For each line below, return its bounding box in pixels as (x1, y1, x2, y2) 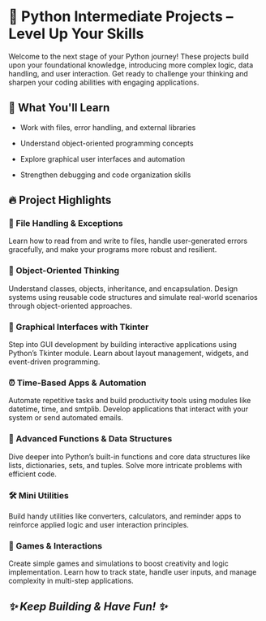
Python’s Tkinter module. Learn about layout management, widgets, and (8, 349, 249, 358)
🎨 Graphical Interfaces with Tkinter (8, 321, 149, 332)
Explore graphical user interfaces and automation (19, 154, 186, 163)
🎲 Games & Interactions (8, 540, 103, 551)
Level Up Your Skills (8, 24, 144, 43)
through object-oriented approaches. (8, 301, 132, 310)
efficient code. (8, 469, 57, 479)
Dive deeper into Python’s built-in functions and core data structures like (8, 451, 251, 462)
